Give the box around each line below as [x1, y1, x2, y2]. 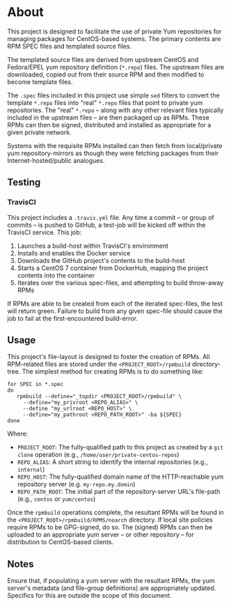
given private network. [7, 128, 72, 136]
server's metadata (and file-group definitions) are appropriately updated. [7, 584, 216, 592]
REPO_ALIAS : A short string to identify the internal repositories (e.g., [17, 458, 208, 466]
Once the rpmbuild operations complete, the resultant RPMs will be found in [7, 509, 224, 517]
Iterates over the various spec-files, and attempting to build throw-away [17, 278, 224, 287]
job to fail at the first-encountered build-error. [7, 314, 138, 322]
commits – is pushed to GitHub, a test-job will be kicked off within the [7, 221, 207, 229]
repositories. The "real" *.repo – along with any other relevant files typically [7, 106, 224, 114]
